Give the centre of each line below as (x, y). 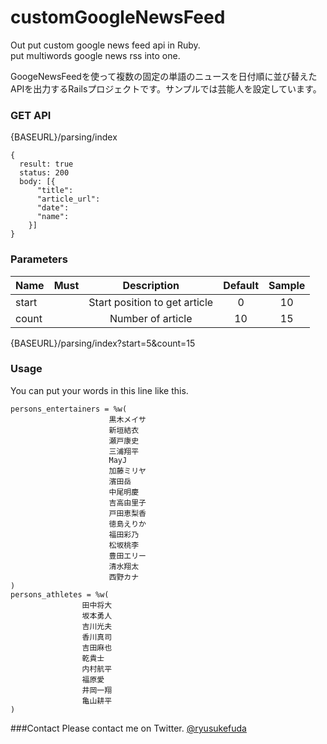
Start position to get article (151, 302)
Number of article (151, 318)
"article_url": (68, 199)
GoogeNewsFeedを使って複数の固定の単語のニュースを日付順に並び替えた (164, 76)
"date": (53, 208)
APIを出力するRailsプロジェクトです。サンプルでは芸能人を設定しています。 (166, 88)
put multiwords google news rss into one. (95, 55)
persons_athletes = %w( (60, 594)
